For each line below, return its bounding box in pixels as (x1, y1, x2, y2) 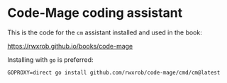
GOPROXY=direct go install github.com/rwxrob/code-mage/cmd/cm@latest (7, 69, 221, 76)
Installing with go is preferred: (7, 55, 94, 64)
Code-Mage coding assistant (7, 5, 183, 21)
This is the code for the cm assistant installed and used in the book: (7, 28, 202, 37)
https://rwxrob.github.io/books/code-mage (7, 41, 133, 50)
